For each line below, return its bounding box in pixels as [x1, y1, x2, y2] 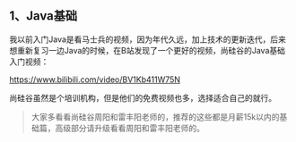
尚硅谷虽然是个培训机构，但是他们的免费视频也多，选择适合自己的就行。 [9, 92, 276, 103]
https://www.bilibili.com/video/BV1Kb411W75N [9, 74, 181, 85]
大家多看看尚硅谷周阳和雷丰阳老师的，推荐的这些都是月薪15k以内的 [30, 111, 280, 122]
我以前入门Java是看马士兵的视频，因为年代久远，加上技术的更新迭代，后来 [9, 34, 287, 45]
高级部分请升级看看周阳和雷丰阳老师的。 [55, 122, 205, 133]
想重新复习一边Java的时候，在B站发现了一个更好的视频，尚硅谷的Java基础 [9, 45, 285, 55]
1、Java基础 [9, 8, 78, 24]
